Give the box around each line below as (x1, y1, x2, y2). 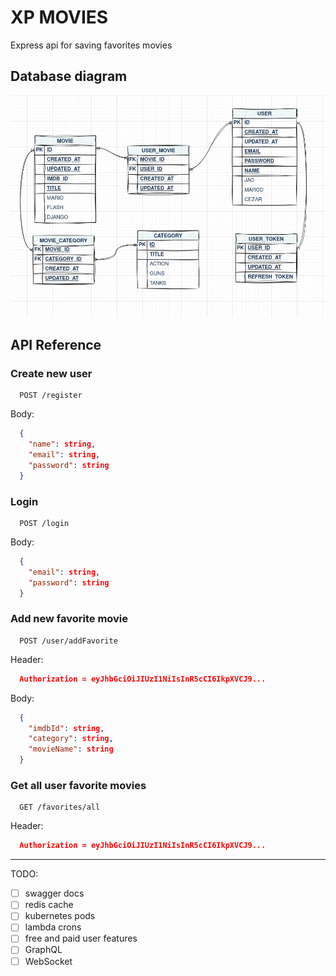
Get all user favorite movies (10, 778, 147, 792)
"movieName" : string (28, 744, 114, 755)
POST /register (19, 391, 83, 401)
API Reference (10, 336, 102, 353)
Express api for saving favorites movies (10, 39, 173, 51)
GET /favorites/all (19, 802, 101, 813)
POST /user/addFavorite (19, 636, 118, 646)
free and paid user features (24, 932, 138, 945)
